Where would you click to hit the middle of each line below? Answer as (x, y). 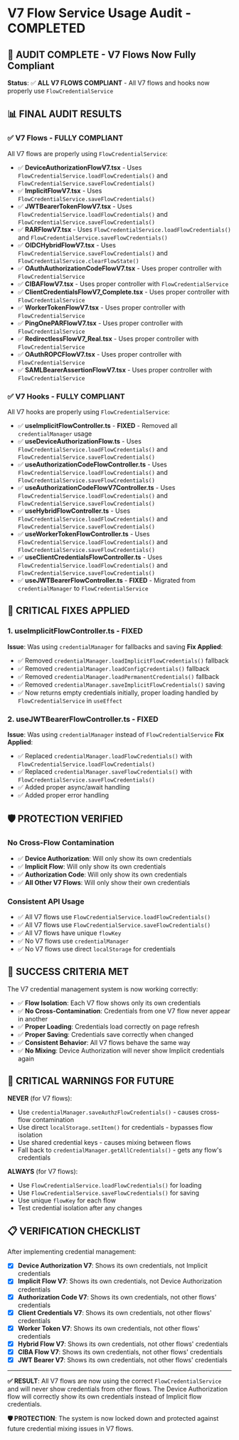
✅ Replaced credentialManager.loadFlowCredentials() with (105, 756)
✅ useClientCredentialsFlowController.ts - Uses (90, 557)
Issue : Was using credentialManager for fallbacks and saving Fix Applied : (115, 646)
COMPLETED (47, 28)
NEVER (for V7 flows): (40, 1098)
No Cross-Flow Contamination (61, 843)
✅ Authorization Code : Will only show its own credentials (102, 874)
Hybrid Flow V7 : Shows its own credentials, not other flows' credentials (123, 1344)
